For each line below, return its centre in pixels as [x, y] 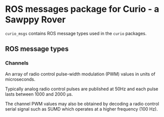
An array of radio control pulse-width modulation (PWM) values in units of [80, 74]
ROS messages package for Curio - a [82, 9]
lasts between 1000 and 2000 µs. [39, 94]
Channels [17, 63]
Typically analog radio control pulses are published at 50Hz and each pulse [82, 89]
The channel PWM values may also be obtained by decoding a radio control [82, 104]
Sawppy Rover [35, 20]
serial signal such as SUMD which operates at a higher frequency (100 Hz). [82, 109]
